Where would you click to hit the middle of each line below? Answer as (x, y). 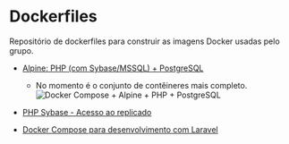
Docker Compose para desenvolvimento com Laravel (120, 129)
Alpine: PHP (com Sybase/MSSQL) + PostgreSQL (113, 68)
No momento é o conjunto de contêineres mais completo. (141, 85)
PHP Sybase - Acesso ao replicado (87, 112)
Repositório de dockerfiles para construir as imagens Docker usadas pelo (144, 41)
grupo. (21, 50)
